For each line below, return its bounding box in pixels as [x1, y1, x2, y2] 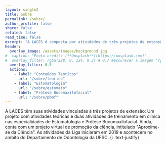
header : [5, 44, 21, 49]
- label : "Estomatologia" [14, 81, 68, 86]
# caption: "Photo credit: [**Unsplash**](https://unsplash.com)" [5, 53, 147, 58]
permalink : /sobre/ [5, 16, 45, 21]
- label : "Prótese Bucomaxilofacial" [14, 90, 92, 95]
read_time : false [5, 35, 41, 40]
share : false [5, 26, 32, 31]
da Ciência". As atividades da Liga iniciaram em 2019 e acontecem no [11, 129, 153, 135]
